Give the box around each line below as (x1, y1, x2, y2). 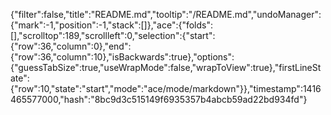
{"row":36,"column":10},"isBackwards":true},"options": (10, 51, 235, 63)
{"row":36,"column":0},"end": (10, 40, 132, 52)
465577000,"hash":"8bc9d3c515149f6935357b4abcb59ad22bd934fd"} (10, 94, 308, 105)
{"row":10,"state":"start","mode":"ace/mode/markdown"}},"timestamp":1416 (10, 83, 322, 94)
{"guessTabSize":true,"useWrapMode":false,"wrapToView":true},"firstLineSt (10, 62, 322, 73)
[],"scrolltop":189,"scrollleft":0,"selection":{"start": (10, 30, 216, 41)
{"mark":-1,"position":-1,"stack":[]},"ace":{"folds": (10, 19, 214, 31)
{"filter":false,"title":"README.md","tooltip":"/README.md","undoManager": (10, 9, 322, 20)
